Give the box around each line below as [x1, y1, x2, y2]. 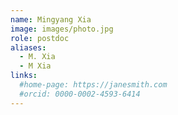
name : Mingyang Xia [10, 14, 92, 25]
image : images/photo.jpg [10, 24, 114, 34]
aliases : [10, 42, 47, 53]
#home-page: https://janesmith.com [19, 80, 168, 90]
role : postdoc [10, 33, 70, 43]
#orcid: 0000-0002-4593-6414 [19, 89, 141, 99]
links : [10, 71, 38, 81]
